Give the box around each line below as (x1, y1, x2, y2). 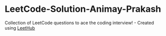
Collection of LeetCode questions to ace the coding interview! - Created (5, 20, 154, 26)
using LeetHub (5, 25, 35, 31)
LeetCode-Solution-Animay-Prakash (5, 3, 161, 15)
